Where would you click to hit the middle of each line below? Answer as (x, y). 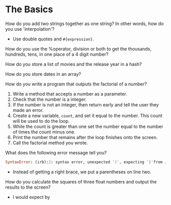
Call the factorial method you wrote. (50, 143)
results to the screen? (28, 187)
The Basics (29, 9)
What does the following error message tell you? (56, 152)
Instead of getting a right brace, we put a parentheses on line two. (82, 172)
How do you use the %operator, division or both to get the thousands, (78, 49)
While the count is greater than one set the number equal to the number (88, 126)
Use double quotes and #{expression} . (53, 39)
